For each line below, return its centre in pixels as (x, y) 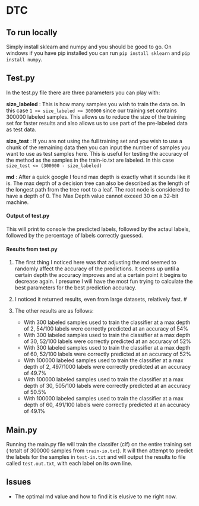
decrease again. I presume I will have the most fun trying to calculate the (104, 282)
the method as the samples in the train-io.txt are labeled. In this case (90, 160)
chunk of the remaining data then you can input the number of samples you (99, 147)
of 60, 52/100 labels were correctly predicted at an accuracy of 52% (107, 354)
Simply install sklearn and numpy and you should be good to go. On (89, 47)
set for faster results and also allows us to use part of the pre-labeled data (97, 123)
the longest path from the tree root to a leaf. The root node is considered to (98, 189)
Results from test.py (32, 249)
